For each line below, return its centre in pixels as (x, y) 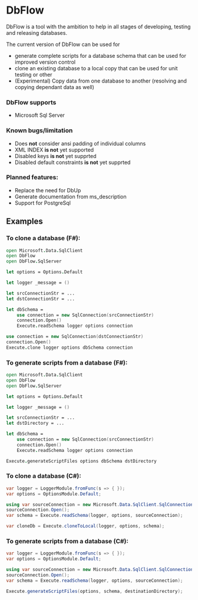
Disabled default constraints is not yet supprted (72, 162)
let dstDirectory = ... (35, 423)
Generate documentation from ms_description (70, 196)
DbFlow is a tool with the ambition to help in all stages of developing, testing (98, 27)
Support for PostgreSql (42, 203)
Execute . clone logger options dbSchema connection (70, 347)
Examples (24, 222)
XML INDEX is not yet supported (54, 150)
